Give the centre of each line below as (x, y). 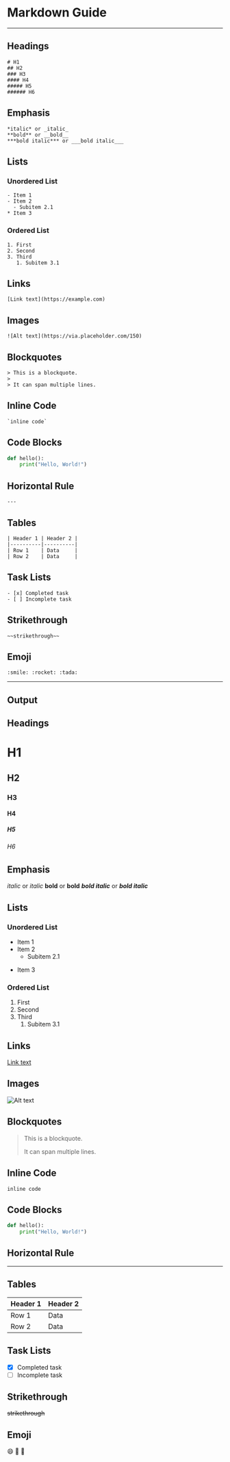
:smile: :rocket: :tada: (42, 672)
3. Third (20, 257)
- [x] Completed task (38, 593)
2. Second (21, 251)
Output (22, 700)
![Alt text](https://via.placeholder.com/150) (75, 336)
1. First (20, 244)
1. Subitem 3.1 (38, 263)
